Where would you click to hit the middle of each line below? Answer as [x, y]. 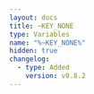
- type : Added [43, 68]
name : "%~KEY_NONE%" [48, 43]
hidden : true [34, 51]
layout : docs [34, 17]
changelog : [30, 59]
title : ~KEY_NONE [42, 26]
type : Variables [39, 34]
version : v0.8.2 [56, 76]
